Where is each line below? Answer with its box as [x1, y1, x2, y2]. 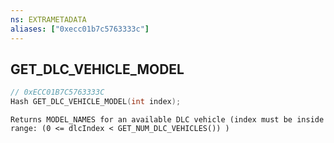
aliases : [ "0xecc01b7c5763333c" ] [10, 24, 150, 34]
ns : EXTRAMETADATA [10, 14, 87, 25]
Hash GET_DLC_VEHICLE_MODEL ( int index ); [10, 97, 182, 107]
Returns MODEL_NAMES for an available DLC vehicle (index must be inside [10, 115, 325, 125]
